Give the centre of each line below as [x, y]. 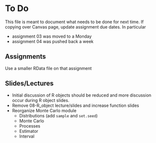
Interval [27, 136]
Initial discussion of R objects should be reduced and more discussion [82, 95]
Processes [30, 126]
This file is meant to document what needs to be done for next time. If [74, 22]
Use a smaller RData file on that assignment [48, 68]
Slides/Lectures [29, 83]
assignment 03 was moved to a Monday [52, 36]
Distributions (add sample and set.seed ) [58, 115]
